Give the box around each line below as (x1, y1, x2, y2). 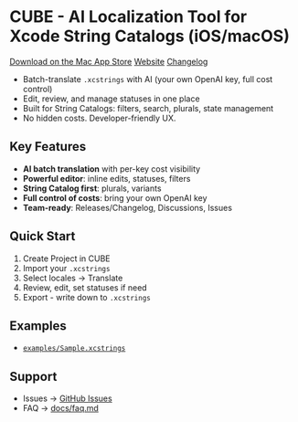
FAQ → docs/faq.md (22, 403, 99, 414)
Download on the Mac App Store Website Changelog (9, 56, 208, 67)
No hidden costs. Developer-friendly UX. (22, 112, 176, 123)
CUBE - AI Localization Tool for (9, 6, 248, 27)
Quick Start (9, 228, 76, 244)
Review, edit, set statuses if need (22, 281, 148, 293)
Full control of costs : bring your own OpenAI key (22, 192, 208, 203)
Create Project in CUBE (22, 253, 112, 264)
